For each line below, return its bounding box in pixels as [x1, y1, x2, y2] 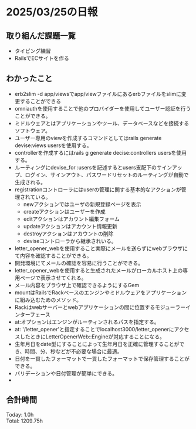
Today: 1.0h [6, 411, 34, 418]
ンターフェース [14, 311, 51, 318]
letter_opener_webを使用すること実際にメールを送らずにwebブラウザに [14, 245, 188, 252]
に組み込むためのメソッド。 [14, 296, 82, 303]
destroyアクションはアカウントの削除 [23, 230, 114, 237]
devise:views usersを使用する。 [14, 142, 92, 149]
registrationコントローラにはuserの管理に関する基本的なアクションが [14, 186, 182, 193]
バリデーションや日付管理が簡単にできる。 [14, 370, 118, 377]
